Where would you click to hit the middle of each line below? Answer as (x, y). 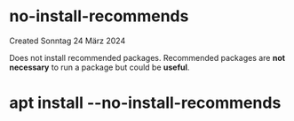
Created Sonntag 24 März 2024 (68, 41)
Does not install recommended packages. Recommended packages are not (147, 57)
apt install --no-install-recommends (145, 103)
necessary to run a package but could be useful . (99, 67)
